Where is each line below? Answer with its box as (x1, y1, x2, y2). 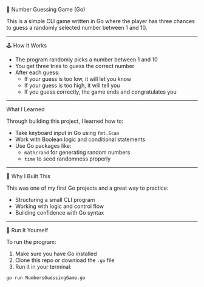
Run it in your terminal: (15, 263, 72, 270)
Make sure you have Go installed (15, 250, 97, 257)
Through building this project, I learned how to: (6, 117, 124, 125)
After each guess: (15, 69, 60, 76)
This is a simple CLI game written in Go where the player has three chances (6, 18, 195, 24)
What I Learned (6, 106, 45, 112)
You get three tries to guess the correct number (15, 63, 135, 69)
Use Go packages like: (15, 142, 72, 149)
